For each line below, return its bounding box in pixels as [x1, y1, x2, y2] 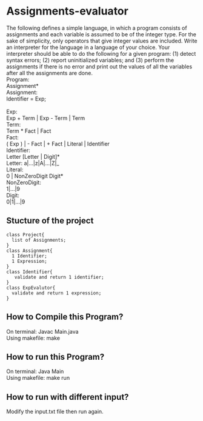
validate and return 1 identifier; [14, 274, 104, 280]
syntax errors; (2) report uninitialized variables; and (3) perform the [6, 56, 175, 64]
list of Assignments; [12, 237, 67, 243]
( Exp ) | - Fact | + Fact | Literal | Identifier [6, 140, 110, 147]
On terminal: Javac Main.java [6, 328, 79, 335]
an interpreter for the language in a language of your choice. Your [6, 44, 170, 51]
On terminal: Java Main [6, 368, 64, 375]
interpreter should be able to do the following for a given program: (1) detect [6, 50, 196, 57]
